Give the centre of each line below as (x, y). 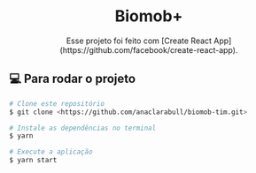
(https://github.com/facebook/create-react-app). (149, 49)
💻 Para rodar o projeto (72, 79)
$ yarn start (33, 161)
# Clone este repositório (57, 103)
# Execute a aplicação (51, 152)
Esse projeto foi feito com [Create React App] (149, 41)
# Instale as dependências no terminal (83, 128)
